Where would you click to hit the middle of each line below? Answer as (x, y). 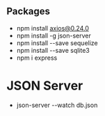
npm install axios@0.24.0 (53, 28)
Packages (28, 11)
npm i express (37, 58)
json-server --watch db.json (57, 105)
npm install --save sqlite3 (53, 50)
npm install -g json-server (54, 35)
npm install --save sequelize (57, 43)
